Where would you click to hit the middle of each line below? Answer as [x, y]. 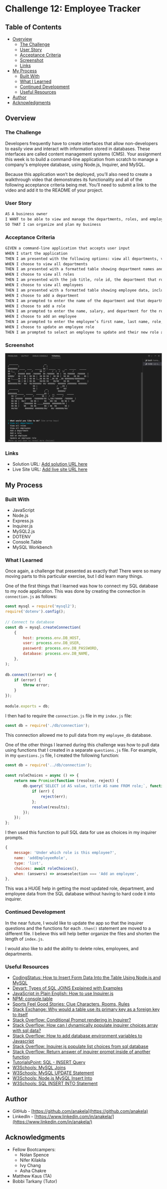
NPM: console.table [33, 999]
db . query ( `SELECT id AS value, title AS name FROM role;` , [85, 786]
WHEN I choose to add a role [35, 306]
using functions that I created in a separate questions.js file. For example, [81, 750]
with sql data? [27, 1030]
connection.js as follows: [31, 597]
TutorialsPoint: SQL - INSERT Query [49, 1062]
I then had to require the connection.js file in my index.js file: [69, 715]
